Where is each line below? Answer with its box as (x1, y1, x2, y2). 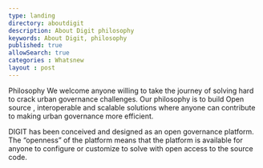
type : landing (8, 11, 56, 20)
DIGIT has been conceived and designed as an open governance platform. (8, 126, 254, 136)
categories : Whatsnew (8, 57, 84, 65)
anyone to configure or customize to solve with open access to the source (8, 143, 254, 153)
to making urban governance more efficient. (8, 111, 154, 121)
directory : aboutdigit (8, 19, 84, 27)
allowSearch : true (8, 49, 70, 57)
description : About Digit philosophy (8, 26, 135, 34)
